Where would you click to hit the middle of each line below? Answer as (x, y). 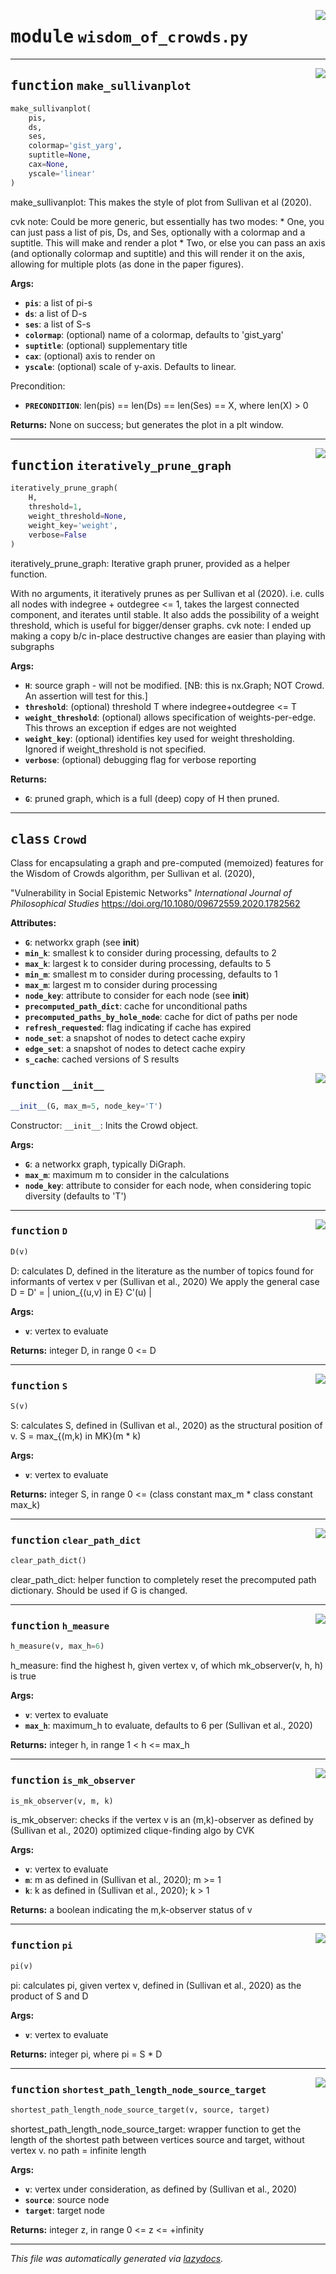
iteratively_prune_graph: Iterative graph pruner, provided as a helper (150, 563)
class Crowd (48, 839)
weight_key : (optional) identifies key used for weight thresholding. (159, 738)
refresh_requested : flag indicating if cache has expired (138, 1027)
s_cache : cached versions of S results (102, 1059)
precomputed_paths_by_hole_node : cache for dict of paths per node (161, 1017)
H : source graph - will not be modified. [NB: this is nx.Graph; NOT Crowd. (174, 685)
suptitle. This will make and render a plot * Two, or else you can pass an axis (168, 242)
